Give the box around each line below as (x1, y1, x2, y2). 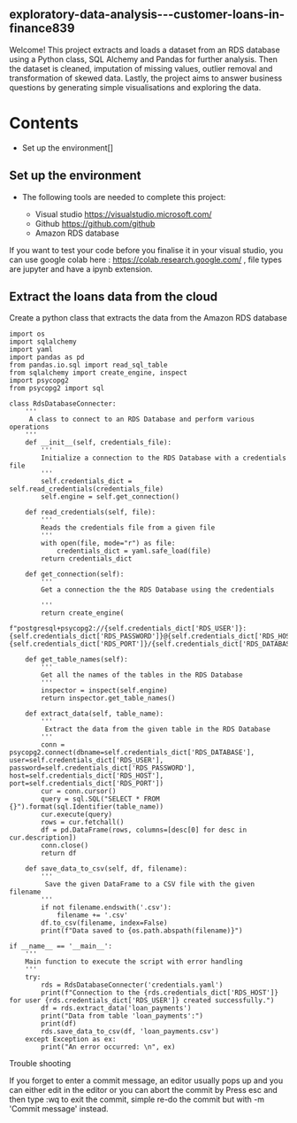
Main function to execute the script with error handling (25, 957, 243, 966)
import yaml (9, 345, 53, 354)
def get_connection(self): (25, 570, 125, 579)
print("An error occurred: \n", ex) (41, 1042, 176, 1052)
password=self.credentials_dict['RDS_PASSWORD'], (9, 763, 196, 773)
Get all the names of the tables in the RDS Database (41, 670, 243, 680)
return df (41, 849, 77, 858)
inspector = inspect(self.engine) (41, 686, 168, 695)
